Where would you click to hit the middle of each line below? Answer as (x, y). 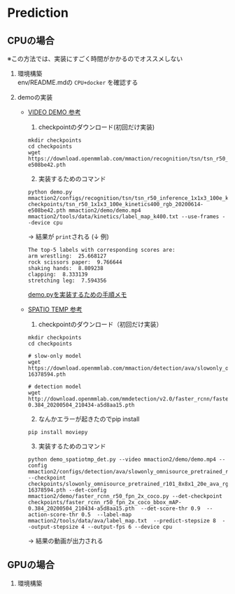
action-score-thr (53, 515)
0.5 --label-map (106, 515)
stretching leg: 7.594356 (67, 281)
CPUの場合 (31, 40)
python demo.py (50, 192)
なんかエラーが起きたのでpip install (89, 419)
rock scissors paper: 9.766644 (75, 262)
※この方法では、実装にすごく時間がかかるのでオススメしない (95, 59)
